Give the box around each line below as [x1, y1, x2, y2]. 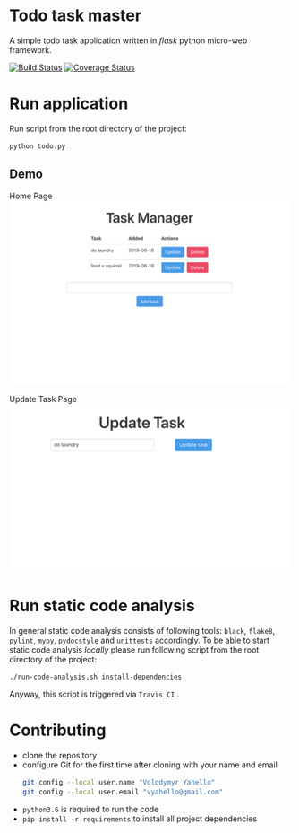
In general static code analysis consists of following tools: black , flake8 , [9, 626, 276, 636]
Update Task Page [9, 393, 78, 404]
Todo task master [9, 5, 141, 26]
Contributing [9, 720, 107, 741]
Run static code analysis [9, 596, 195, 616]
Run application [9, 93, 129, 114]
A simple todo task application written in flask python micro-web [9, 35, 248, 46]
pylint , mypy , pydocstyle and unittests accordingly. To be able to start [9, 635, 270, 645]
